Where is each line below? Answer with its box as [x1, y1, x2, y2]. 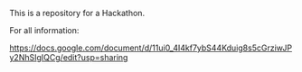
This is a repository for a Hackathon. [9, 8, 146, 18]
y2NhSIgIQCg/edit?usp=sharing [9, 52, 128, 62]
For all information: [9, 25, 80, 35]
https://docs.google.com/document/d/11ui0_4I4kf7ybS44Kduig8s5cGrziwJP [9, 42, 292, 53]
